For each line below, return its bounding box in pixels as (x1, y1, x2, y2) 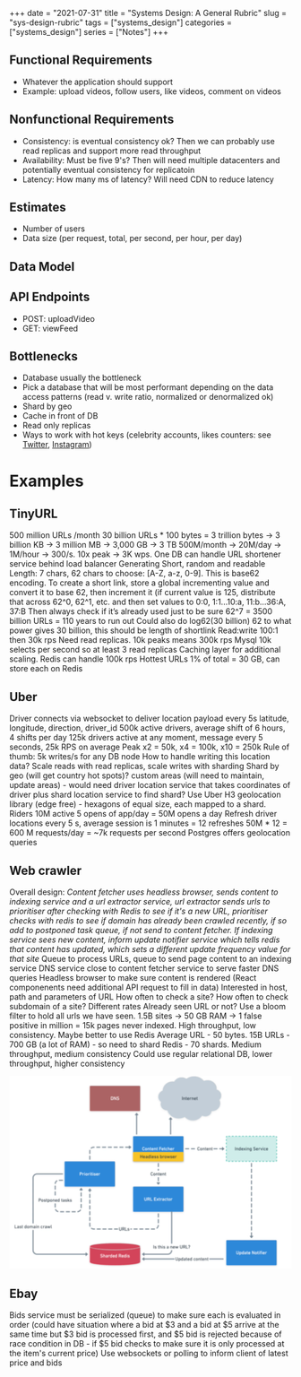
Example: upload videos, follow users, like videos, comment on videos (21, 85, 282, 97)
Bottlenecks (9, 349, 79, 364)
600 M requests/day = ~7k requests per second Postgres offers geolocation (9, 827, 291, 838)
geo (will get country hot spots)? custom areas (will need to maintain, (9, 770, 265, 781)
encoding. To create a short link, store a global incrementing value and (9, 577, 271, 588)
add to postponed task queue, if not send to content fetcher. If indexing (9, 925, 273, 936)
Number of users (21, 223, 85, 234)
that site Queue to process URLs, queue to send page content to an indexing (9, 954, 292, 965)
